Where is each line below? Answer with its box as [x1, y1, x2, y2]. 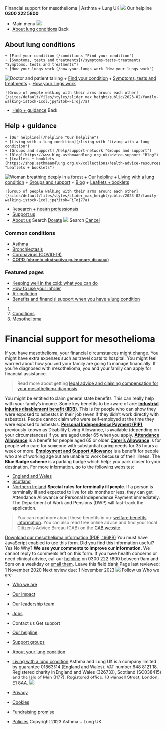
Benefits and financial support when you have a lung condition [12, 296, 140, 302]
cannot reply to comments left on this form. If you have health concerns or [5, 550, 157, 557]
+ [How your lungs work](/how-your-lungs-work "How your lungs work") [5, 66, 154, 71]
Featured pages [5, 269, 44, 276]
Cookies [12, 699, 30, 705]
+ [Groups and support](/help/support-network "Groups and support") [5, 148, 152, 153]
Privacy [12, 690, 28, 696]
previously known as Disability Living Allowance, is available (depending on [5, 427, 159, 433]
